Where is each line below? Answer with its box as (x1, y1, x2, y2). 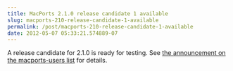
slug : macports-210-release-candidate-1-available (7, 17, 159, 24)
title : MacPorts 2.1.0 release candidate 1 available (7, 10, 169, 17)
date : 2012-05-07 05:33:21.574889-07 (7, 29, 118, 37)
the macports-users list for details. (7, 56, 108, 65)
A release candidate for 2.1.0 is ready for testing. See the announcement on (7, 49, 227, 57)
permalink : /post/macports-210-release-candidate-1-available (7, 23, 194, 30)
